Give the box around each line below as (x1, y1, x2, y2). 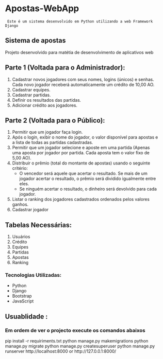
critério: (12, 165, 28, 171)
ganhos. (12, 201, 29, 207)
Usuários (12, 234, 31, 240)
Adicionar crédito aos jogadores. (12, 102, 78, 108)
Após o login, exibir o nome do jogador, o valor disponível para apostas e (12, 134, 158, 140)
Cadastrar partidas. (12, 92, 51, 98)
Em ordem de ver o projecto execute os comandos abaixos (5, 327, 146, 334)
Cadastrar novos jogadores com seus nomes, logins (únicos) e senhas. (12, 76, 154, 82)
